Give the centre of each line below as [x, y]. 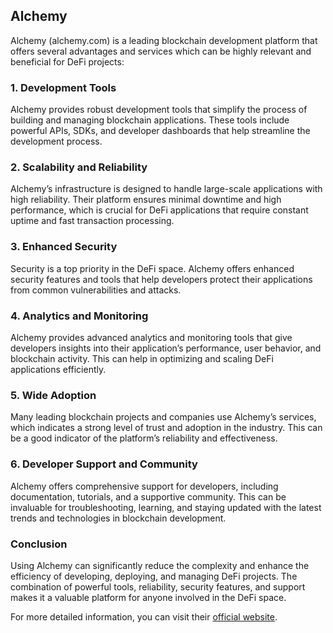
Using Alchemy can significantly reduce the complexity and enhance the [160, 565]
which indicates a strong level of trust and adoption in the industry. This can [166, 428]
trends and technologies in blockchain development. [118, 518]
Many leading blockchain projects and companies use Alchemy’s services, [163, 417]
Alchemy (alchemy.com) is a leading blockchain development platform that [164, 40]
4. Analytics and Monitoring [79, 316]
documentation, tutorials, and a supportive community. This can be [148, 496]
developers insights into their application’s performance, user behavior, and [166, 348]
